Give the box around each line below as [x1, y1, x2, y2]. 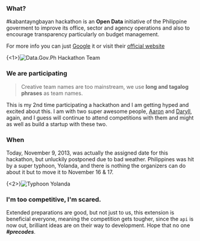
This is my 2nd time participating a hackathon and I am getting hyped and [6, 101, 189, 108]
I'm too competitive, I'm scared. [6, 195, 101, 204]
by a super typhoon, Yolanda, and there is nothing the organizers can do [6, 162, 186, 169]
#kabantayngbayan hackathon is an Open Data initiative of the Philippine [6, 18, 187, 25]
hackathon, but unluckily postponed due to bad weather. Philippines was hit [6, 155, 195, 162]
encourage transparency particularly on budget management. [6, 31, 160, 38]
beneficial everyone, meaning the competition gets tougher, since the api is [6, 216, 194, 223]
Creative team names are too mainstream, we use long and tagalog [20, 83, 189, 90]
